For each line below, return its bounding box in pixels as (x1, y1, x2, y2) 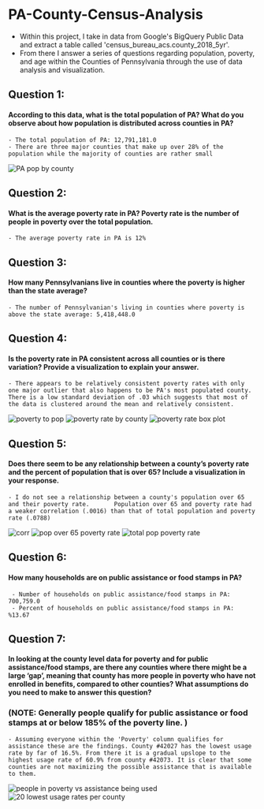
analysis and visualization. (19, 65, 105, 74)
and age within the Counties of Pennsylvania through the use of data (19, 57, 243, 66)
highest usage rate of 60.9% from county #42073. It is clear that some (8, 755, 252, 764)
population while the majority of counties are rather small (8, 150, 214, 158)
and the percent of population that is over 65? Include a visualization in (8, 468, 246, 477)
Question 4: (8, 332, 68, 345)
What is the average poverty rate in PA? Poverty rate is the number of (8, 208, 240, 218)
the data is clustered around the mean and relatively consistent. (8, 401, 235, 408)
